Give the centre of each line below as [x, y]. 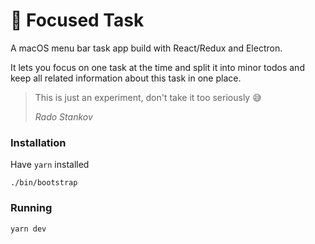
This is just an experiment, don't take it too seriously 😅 [148, 97]
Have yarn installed [50, 165]
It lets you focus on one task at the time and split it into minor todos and [157, 67]
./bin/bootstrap [44, 183]
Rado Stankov [63, 116]
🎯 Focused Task [77, 20]
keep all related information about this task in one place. [126, 78]
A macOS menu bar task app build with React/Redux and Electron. [146, 48]
